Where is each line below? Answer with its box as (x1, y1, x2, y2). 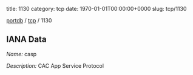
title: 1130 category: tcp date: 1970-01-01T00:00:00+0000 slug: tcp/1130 (6, 5, 187, 12)
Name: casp (6, 50, 37, 57)
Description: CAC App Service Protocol (6, 62, 104, 69)
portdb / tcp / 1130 (6, 17, 52, 24)
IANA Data (6, 34, 47, 45)
